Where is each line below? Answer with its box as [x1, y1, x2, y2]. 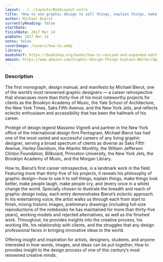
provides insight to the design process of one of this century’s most [5, 247, 140, 253]
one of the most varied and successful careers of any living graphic [5, 135, 140, 141]
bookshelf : [5, 52, 27, 57]
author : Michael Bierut [5, 16, 53, 21]
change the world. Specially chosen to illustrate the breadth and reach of [5, 186, 151, 191]
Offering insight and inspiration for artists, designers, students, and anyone [5, 237, 155, 243]
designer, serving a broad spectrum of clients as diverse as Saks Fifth [5, 140, 145, 146]
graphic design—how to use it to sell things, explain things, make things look [5, 175, 158, 181]
